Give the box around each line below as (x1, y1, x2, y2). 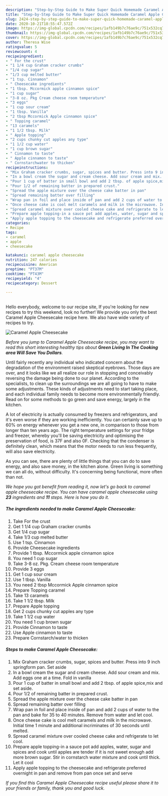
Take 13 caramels (12, 593, 49, 598)
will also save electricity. (5, 448, 56, 454)
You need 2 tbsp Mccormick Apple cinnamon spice (12, 582, 118, 588)
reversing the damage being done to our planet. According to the (5, 375, 139, 382)
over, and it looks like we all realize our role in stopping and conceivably (5, 370, 154, 376)
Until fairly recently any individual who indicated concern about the (5, 360, 144, 366)
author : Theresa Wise (5, 40, 51, 45)
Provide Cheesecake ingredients (12, 545, 80, 551)
